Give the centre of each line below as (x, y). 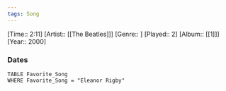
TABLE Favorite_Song (38, 74)
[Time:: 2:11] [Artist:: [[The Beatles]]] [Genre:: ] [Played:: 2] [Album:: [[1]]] (113, 34)
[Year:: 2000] (27, 41)
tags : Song (23, 14)
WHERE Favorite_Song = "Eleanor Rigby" (66, 80)
